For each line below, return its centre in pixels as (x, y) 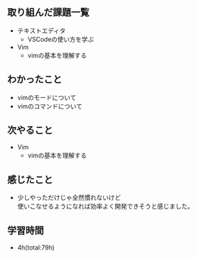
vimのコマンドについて (50, 106)
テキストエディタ (41, 31)
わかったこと (35, 80)
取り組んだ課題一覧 (48, 13)
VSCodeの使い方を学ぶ (61, 39)
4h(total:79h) (36, 248)
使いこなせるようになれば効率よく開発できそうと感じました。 (105, 207)
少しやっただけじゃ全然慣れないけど (69, 197)
